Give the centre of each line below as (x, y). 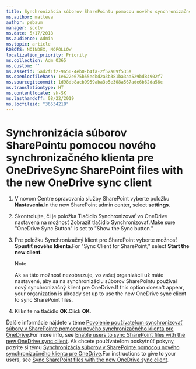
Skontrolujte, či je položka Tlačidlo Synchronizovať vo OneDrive (91, 216)
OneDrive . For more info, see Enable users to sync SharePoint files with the (96, 335)
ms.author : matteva (30, 17)
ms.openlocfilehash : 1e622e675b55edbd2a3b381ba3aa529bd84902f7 (85, 77)
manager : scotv (24, 28)
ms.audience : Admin (30, 39)
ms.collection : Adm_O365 (36, 60)
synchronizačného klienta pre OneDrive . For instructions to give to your (91, 354)
